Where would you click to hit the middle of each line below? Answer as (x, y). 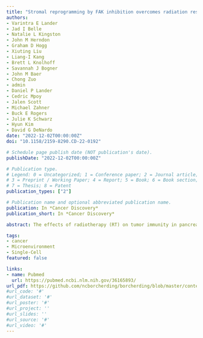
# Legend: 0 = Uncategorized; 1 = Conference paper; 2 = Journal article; (102, 174)
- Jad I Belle (24, 29)
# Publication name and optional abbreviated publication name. (89, 202)
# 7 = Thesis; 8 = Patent (39, 186)
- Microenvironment (31, 247)
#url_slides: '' (27, 314)
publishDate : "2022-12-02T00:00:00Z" (54, 158)
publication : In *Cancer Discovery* (52, 208)
